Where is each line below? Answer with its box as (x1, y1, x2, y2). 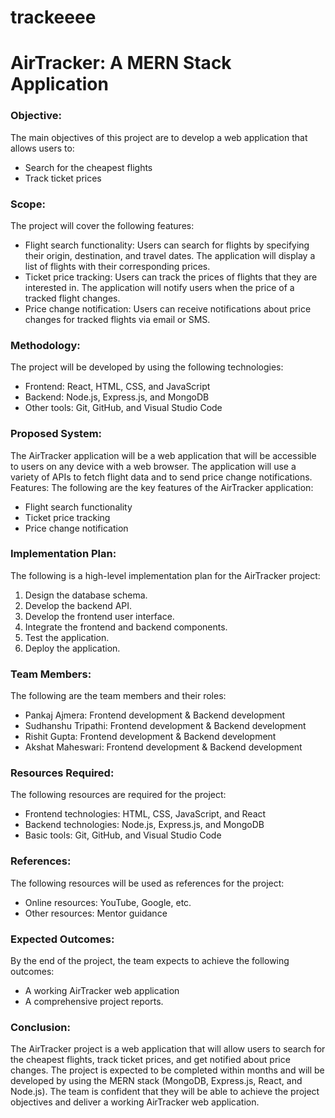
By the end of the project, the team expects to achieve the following (10, 955, 290, 967)
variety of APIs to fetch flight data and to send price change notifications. (10, 471, 313, 483)
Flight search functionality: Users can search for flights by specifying (24, 239, 310, 251)
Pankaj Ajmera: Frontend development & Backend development (24, 709, 286, 721)
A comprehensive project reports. (24, 996, 164, 1008)
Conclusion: (10, 1020, 71, 1034)
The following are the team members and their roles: (10, 690, 227, 702)
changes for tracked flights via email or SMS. (24, 313, 211, 325)
